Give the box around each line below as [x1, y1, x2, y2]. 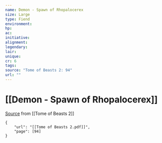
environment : [5, 21, 32, 26]
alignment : [5, 40, 28, 45]
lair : [5, 49, 16, 54]
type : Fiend [5, 16, 30, 21]
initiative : [5, 35, 30, 40]
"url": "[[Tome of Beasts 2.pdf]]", [14, 124, 91, 129]
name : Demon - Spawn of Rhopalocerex [5, 7, 84, 12]
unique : [5, 53, 21, 59]
